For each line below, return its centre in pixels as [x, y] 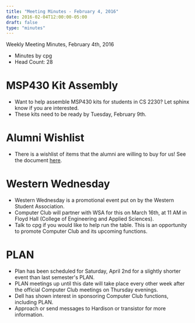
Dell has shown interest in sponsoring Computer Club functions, [91, 296]
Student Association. [39, 207]
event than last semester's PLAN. [55, 277]
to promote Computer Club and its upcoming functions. [81, 231]
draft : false [22, 22]
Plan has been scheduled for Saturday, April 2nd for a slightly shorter [97, 271]
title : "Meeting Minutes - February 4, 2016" [62, 11]
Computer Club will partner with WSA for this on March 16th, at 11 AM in [100, 213]
